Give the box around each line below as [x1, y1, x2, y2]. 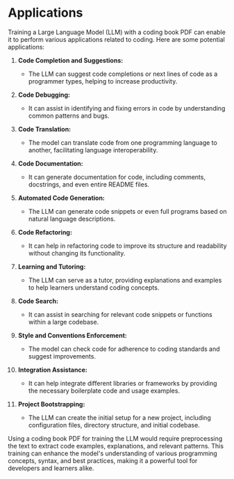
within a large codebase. [28, 317, 99, 326]
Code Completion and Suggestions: [17, 56, 124, 64]
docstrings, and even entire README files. [28, 180, 150, 189]
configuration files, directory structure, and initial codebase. [28, 421, 200, 429]
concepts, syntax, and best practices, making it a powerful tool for [8, 456, 198, 464]
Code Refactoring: [17, 228, 72, 236]
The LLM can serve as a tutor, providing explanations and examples [28, 276, 222, 284]
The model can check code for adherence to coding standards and [28, 345, 221, 353]
